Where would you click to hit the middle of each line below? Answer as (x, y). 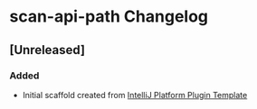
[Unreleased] (48, 50)
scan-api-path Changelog (109, 17)
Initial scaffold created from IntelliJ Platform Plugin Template (135, 95)
